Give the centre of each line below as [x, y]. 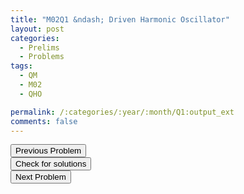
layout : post [37, 29]
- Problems [42, 57]
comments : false [44, 121]
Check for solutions [51, 164]
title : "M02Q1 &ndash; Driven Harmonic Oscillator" [120, 19]
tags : [21, 66]
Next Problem [41, 177]
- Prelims [39, 47]
